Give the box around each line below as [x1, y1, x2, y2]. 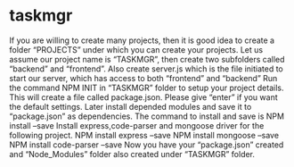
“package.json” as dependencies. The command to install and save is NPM [9, 111, 285, 121]
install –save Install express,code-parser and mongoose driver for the [9, 120, 265, 130]
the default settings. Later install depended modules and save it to [9, 101, 252, 112]
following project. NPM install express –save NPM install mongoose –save [9, 129, 279, 140]
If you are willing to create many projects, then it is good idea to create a [9, 35, 274, 46]
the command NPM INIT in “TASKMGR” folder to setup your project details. [9, 82, 284, 93]
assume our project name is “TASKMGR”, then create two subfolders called [9, 54, 285, 64]
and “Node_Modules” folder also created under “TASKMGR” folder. [9, 148, 256, 159]
